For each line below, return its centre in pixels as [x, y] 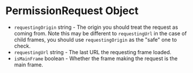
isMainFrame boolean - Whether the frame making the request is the [96, 58]
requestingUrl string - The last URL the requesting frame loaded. [92, 52]
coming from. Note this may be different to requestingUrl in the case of [100, 33]
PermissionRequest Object [72, 11]
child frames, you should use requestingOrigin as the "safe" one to [95, 39]
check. [22, 46]
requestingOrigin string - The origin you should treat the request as [96, 27]
